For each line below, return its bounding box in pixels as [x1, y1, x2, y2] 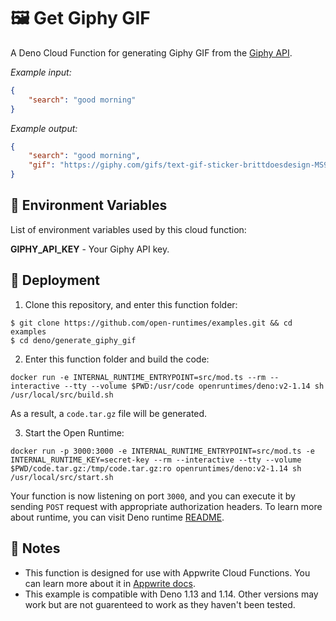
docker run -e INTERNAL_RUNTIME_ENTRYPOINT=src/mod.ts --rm [10, 372, 267, 382]
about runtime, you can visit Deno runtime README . [10, 511, 225, 523]
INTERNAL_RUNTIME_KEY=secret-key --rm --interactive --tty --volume [10, 455, 302, 465]
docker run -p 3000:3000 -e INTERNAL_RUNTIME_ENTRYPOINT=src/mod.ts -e [10, 446, 315, 456]
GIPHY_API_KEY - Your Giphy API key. [10, 243, 170, 255]
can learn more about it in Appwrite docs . [24, 577, 196, 589]
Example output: [10, 122, 78, 134]
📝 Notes [10, 540, 61, 557]
